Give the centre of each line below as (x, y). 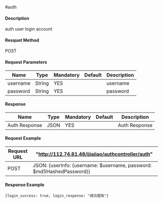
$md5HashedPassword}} (62, 171)
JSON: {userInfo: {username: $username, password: (92, 166)
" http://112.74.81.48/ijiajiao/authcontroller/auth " (94, 154)
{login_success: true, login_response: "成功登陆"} (57, 196)
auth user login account (29, 29)
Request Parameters (26, 62)
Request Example (23, 138)
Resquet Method (22, 40)
